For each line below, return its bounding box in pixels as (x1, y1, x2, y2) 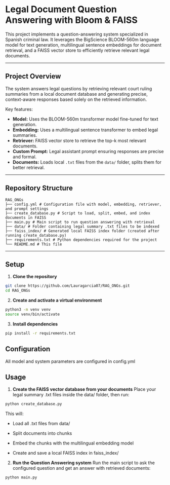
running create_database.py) (5, 233, 67, 238)
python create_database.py (5, 401, 62, 406)
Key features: (5, 106, 33, 112)
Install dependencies (12, 321, 58, 327)
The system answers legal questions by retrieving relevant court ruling (5, 85, 152, 92)
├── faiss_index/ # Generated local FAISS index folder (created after (5, 228, 159, 234)
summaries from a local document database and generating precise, (5, 91, 148, 97)
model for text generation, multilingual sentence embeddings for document (5, 42, 162, 48)
